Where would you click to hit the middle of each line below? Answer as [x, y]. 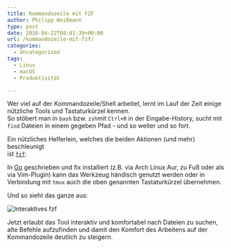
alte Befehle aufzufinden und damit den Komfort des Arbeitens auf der [108, 230]
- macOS [25, 71]
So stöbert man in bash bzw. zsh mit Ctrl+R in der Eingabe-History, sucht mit [115, 118]
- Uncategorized [37, 53]
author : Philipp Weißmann [44, 20]
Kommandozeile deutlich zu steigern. [60, 237]
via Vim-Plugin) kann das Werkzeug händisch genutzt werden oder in [106, 175]
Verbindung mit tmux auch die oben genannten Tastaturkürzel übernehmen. [114, 182]
